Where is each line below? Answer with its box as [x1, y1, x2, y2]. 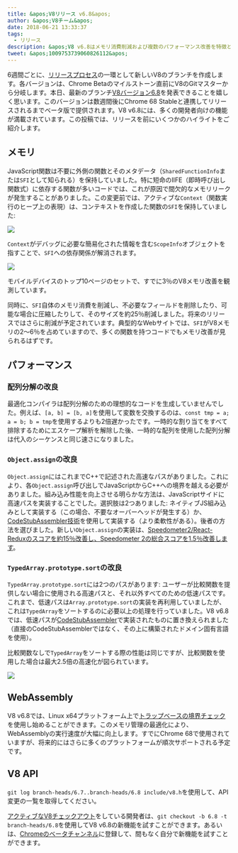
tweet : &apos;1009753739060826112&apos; [7, 50, 129, 58]
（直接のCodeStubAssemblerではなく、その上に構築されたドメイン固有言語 [7, 624, 229, 633]
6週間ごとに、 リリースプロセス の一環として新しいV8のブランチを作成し [7, 70, 217, 79]
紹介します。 [7, 124, 45, 132]
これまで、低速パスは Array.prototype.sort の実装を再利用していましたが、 [7, 597, 225, 606]
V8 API [7, 768, 39, 780]
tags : [7, 30, 23, 38]
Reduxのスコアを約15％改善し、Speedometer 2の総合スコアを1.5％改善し [7, 534, 222, 543]
